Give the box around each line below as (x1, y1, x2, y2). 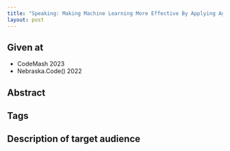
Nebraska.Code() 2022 (16, 67, 82, 75)
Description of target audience (7, 133, 140, 145)
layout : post (7, 16, 44, 23)
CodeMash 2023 (16, 59, 65, 68)
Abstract (7, 87, 46, 98)
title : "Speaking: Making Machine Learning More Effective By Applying (7, 10, 216, 17)
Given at (7, 42, 44, 53)
